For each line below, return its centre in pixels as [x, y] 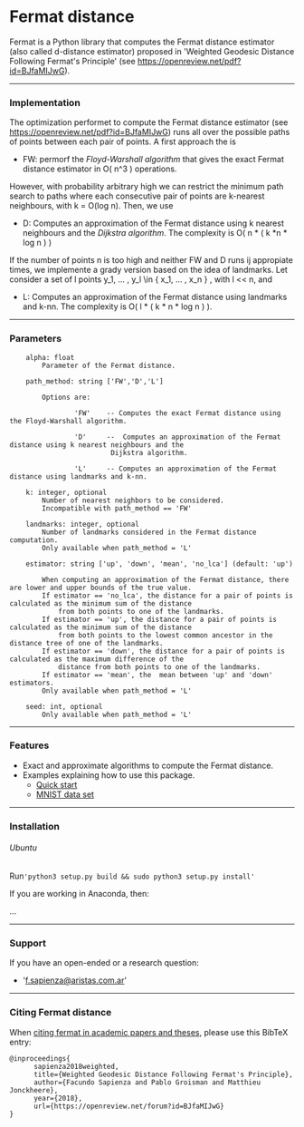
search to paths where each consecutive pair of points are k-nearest [137, 196]
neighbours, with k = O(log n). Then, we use [91, 206]
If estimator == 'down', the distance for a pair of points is [163, 651]
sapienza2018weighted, [76, 1066]
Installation [35, 826]
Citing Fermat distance [61, 1013]
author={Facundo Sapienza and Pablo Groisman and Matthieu [147, 1082]
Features [29, 745]
